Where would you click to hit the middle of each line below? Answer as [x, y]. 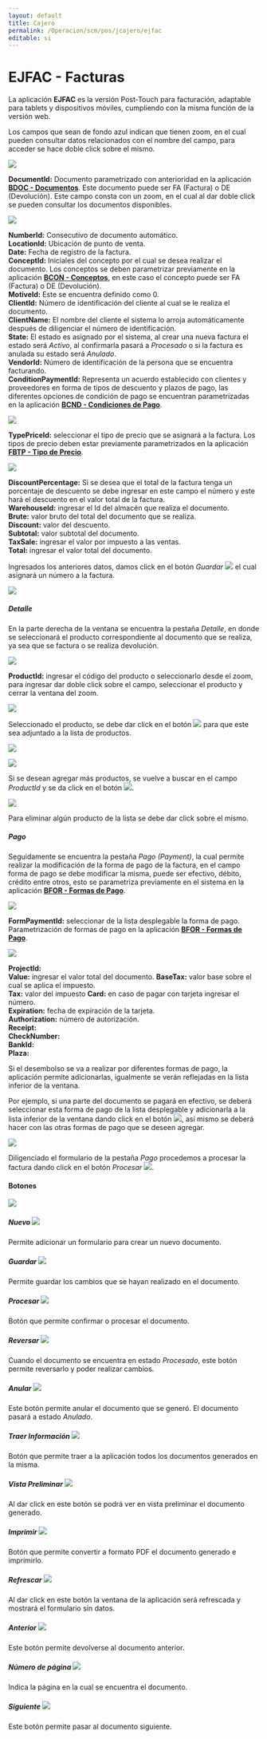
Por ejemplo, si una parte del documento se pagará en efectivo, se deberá [130, 1101]
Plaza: [19, 1053]
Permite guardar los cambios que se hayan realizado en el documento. [124, 1282]
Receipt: [23, 1028]
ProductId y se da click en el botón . [71, 788]
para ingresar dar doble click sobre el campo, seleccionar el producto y [126, 685]
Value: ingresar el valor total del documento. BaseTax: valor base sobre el [130, 977]
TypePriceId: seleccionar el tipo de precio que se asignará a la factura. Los [132, 435]
